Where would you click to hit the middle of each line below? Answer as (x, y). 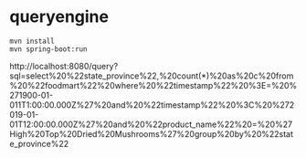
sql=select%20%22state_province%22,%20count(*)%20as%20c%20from (152, 76)
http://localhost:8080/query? (64, 66)
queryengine (59, 17)
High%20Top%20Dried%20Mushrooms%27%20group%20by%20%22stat (152, 133)
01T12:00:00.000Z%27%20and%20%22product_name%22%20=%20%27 (151, 124)
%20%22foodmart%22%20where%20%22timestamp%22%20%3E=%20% (153, 85)
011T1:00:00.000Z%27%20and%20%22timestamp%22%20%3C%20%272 (152, 105)
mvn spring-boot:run (49, 49)
